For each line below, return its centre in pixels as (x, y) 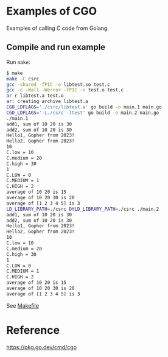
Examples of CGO (52, 11)
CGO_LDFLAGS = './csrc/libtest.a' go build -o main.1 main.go (84, 107)
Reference (33, 330)
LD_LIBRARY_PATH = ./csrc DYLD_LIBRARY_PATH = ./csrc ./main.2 (83, 209)
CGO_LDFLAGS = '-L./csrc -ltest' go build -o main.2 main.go (83, 113)
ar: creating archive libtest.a (47, 102)
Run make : (18, 62)
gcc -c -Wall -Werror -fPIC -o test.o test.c (65, 90)
